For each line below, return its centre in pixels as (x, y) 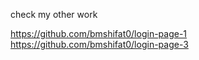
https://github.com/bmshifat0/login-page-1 (99, 33)
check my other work (54, 14)
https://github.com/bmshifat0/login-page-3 (99, 44)
